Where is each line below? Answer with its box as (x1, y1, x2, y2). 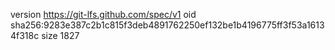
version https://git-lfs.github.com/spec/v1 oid (10, 9, 197, 20)
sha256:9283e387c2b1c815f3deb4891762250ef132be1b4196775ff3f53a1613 (10, 19, 325, 31)
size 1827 (41, 30, 80, 41)
